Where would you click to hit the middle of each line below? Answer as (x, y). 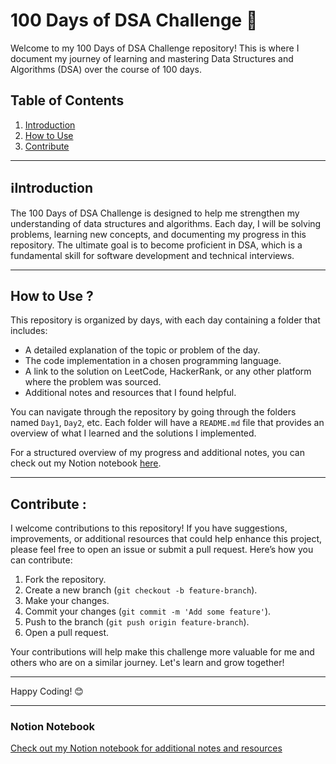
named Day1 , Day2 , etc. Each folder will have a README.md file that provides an (167, 423)
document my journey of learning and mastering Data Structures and (152, 58)
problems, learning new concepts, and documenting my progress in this (158, 234)
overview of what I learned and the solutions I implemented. (133, 433)
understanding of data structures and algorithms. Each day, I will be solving (166, 223)
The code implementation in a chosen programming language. (153, 361)
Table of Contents (67, 100)
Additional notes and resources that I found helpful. (130, 393)
